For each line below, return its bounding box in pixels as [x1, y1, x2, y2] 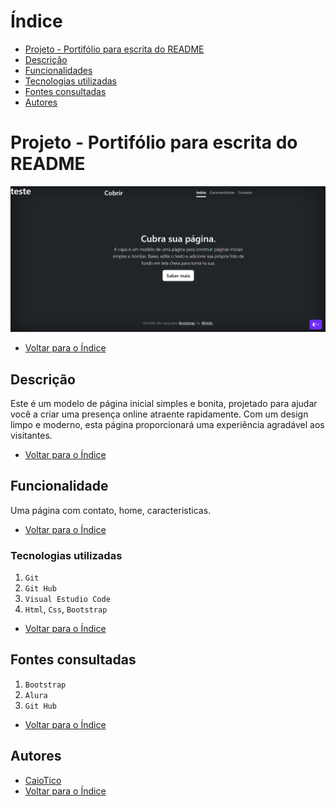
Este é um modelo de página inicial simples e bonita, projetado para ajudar [10, 397, 318, 409]
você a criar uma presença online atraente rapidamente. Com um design [10, 408, 309, 420]
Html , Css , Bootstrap [24, 603, 108, 615]
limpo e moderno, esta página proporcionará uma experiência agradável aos [10, 418, 325, 430]
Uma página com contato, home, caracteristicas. [10, 504, 212, 516]
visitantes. [10, 429, 53, 441]
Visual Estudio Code [24, 595, 111, 605]
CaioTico [24, 774, 62, 786]
